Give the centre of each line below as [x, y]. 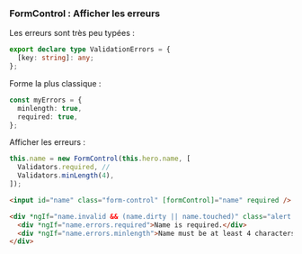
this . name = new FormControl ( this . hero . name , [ [100, 159]
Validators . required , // [64, 168]
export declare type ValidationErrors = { [90, 50]
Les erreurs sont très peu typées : [72, 33]
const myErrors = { [46, 100]
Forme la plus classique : [55, 83]
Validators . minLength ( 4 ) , [66, 176]
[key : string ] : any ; [56, 58]
